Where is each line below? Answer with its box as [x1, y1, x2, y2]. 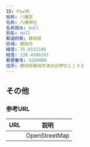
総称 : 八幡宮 [6, 14, 33, 20]
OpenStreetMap [26, 132, 70, 140]
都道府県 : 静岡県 [6, 36, 42, 41]
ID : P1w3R [6, 8, 30, 15]
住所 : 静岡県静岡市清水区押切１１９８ [6, 62, 85, 69]
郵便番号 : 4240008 [6, 57, 48, 63]
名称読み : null [6, 24, 39, 31]
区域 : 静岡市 [6, 41, 33, 47]
